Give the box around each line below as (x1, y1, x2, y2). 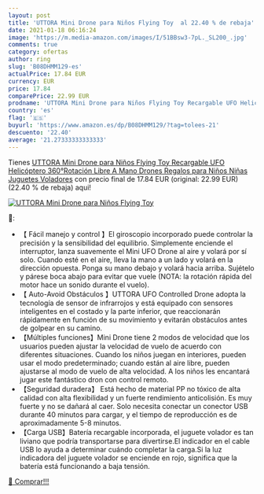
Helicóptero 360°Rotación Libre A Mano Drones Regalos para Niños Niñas (8, 166, 248, 175)
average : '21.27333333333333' (8, 135, 108, 144)
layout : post (8, 11, 51, 20)
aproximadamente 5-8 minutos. (19, 418, 122, 427)
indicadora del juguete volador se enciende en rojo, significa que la (19, 453, 237, 463)
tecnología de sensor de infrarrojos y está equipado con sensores (19, 298, 233, 308)
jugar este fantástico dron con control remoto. (19, 374, 169, 384)
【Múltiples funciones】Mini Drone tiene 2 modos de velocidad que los (19, 332, 250, 342)
